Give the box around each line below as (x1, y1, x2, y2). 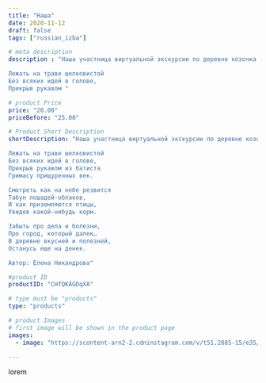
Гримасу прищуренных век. (8, 171, 93, 179)
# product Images (8, 316, 66, 324)
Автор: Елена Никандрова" (8, 259, 93, 266)
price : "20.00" (8, 106, 59, 114)
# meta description (8, 48, 73, 56)
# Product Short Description (8, 128, 104, 136)
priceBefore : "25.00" (8, 113, 80, 121)
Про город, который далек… (8, 230, 97, 238)
